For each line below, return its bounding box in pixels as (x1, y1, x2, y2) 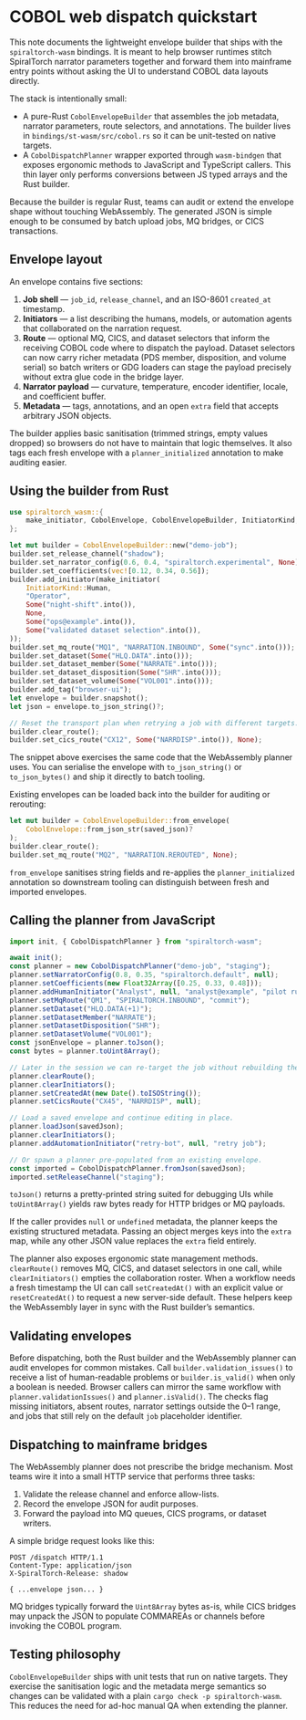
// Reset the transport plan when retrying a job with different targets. (9, 718, 300, 727)
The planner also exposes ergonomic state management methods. (9, 1253, 259, 1265)
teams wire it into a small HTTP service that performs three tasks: (9, 1471, 256, 1482)
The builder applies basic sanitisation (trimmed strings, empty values (9, 427, 269, 439)
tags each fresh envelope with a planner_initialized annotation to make (9, 447, 284, 458)
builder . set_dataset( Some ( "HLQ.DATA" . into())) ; (9, 651, 194, 661)
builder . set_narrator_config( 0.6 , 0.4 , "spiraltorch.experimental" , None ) (9, 558, 300, 567)
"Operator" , (25, 591, 71, 601)
